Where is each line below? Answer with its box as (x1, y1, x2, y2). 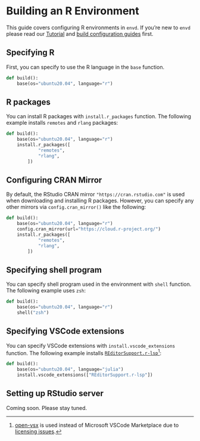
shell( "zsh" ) (17, 310, 49, 316)
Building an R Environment (6, 4, 140, 18)
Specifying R (6, 48, 55, 58)
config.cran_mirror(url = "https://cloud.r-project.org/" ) (17, 226, 161, 232)
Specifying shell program (6, 264, 102, 275)
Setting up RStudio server (6, 388, 104, 399)
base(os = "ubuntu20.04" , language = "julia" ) (17, 366, 124, 372)
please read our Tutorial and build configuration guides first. (6, 30, 154, 37)
